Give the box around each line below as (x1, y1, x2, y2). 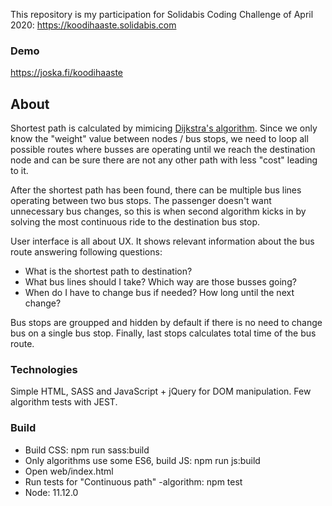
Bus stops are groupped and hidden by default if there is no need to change (10, 317, 323, 329)
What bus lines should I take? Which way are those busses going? (24, 276, 297, 288)
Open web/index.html (24, 465, 114, 477)
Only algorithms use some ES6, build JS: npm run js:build (24, 454, 261, 466)
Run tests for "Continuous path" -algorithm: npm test (24, 475, 243, 488)
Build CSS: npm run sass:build (24, 444, 150, 456)
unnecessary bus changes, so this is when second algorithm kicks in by (10, 205, 307, 218)
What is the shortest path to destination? (24, 265, 193, 278)
